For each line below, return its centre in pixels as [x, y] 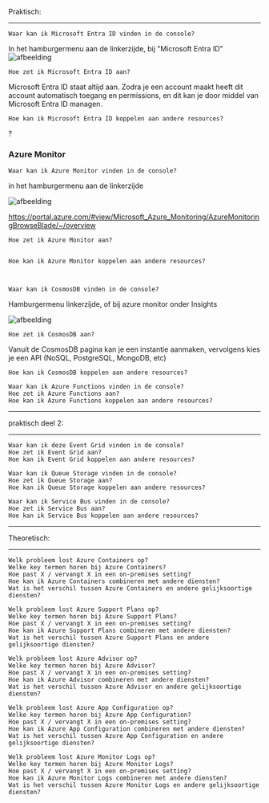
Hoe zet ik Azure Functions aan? [64, 394]
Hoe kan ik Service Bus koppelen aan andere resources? [103, 516]
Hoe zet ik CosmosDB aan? [51, 335]
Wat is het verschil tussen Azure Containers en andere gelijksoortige [130, 589]
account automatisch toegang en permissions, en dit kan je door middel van [133, 95]
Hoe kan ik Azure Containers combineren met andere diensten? [114, 581]
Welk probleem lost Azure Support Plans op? [84, 609]
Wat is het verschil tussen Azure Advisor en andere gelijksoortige [125, 687]
